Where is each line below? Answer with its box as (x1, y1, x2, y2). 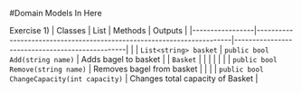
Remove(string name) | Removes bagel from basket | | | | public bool (9, 63, 264, 74)
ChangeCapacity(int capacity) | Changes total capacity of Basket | (9, 73, 259, 84)
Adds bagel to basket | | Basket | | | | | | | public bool (80, 54, 278, 64)
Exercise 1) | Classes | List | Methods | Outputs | (9, 25, 188, 35)
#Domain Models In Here (9, 8, 102, 18)
